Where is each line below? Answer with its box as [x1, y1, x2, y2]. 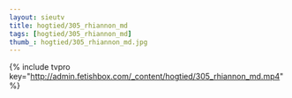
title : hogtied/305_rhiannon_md [9, 21, 128, 30]
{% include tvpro [9, 62, 71, 72]
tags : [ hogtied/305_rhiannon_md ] [9, 29, 132, 38]
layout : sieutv [9, 12, 65, 22]
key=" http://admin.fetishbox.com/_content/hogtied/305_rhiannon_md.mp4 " [9, 72, 284, 82]
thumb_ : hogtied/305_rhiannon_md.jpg [9, 37, 148, 47]
